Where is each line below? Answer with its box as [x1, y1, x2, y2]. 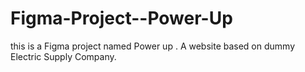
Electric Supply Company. [10, 50, 117, 62]
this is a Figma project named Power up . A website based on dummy [10, 40, 296, 52]
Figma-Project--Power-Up [10, 7, 233, 30]
